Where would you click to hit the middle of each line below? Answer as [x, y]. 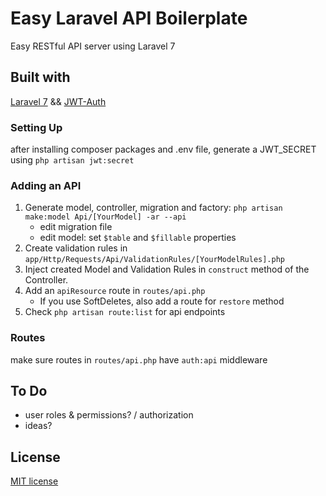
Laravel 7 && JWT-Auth [58, 101]
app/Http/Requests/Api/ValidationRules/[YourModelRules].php [155, 260]
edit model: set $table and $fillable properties [138, 238]
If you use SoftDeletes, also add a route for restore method [162, 301]
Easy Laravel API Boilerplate [129, 18]
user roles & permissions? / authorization [109, 415]
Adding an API [46, 185]
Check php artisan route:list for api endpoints [125, 312]
